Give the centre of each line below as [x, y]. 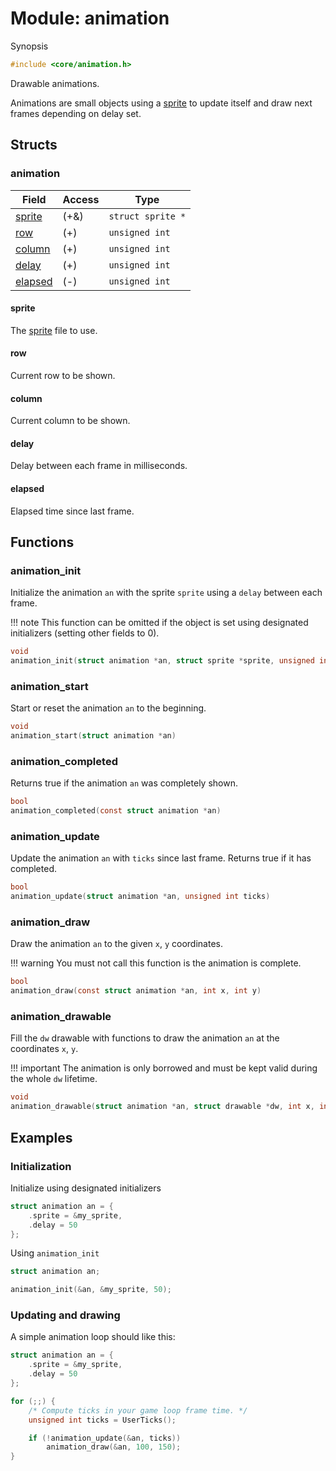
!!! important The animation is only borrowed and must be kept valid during [164, 1068]
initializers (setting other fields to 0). [85, 633]
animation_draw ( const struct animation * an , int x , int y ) [136, 991]
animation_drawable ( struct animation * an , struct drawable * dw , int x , [162, 1107]
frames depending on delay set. [76, 113]
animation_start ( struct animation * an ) [93, 736]
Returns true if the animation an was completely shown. [124, 783]
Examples [41, 1137]
